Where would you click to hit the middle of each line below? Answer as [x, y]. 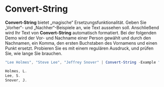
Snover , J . [16, 80]
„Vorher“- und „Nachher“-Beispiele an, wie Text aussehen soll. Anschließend [82, 27]
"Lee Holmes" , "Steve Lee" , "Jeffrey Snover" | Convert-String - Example [81, 62]
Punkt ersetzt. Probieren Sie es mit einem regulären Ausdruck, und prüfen [79, 48]
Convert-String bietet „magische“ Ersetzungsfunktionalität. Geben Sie [76, 22]
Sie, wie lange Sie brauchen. [34, 53]
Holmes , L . [16, 71]
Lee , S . [13, 76]
